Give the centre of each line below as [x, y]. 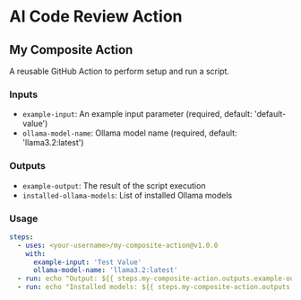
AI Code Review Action [96, 17]
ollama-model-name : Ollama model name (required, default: [129, 133]
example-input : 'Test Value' [87, 262]
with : [36, 253]
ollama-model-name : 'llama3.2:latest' [105, 270]
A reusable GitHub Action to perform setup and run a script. [120, 71]
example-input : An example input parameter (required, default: [137, 114]
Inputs [24, 94]
